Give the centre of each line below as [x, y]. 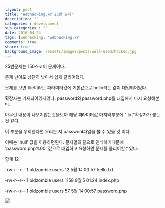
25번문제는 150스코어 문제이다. [35, 66]
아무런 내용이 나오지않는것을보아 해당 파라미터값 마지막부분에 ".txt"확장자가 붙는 [83, 114]
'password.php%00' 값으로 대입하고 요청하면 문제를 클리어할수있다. [72, 148]
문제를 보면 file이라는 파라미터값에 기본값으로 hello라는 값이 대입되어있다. [76, 87]
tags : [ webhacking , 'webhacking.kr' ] [44, 38]
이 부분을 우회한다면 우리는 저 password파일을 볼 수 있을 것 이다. [68, 131]
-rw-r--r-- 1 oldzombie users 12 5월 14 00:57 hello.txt [59, 169]
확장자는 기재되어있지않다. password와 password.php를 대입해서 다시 [74, 98]
